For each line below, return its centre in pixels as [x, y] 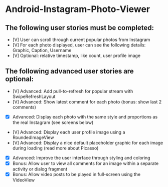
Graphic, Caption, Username [42, 50]
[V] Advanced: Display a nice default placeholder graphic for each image [88, 142]
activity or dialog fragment [40, 169]
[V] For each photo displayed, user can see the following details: [79, 45]
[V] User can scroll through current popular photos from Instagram [81, 39]
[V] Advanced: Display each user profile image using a [69, 132]
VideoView [24, 180]
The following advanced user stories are [69, 71]
